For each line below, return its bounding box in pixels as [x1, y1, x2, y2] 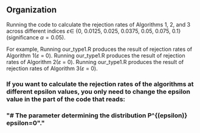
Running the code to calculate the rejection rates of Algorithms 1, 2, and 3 [6, 21, 190, 28]
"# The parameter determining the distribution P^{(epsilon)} [6, 111, 188, 120]
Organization [6, 5, 57, 15]
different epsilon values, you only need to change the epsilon [6, 87, 190, 96]
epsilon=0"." [6, 118, 45, 127]
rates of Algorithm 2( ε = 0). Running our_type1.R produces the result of [6, 58, 184, 65]
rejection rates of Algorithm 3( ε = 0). [6, 65, 98, 72]
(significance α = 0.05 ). [6, 33, 66, 41]
